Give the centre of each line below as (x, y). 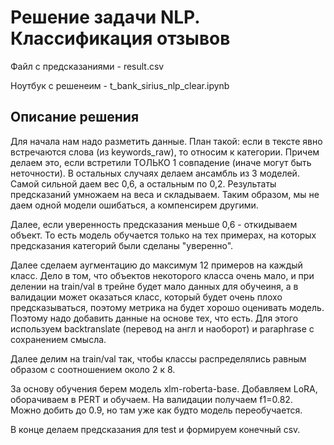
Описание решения (75, 117)
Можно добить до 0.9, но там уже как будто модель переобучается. (156, 410)
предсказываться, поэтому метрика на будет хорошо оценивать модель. (167, 307)
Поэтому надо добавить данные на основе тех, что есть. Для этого (154, 318)
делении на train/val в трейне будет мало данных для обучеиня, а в (154, 286)
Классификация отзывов (120, 38)
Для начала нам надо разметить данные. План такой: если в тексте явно (166, 141)
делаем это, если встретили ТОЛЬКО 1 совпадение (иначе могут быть (161, 162)
